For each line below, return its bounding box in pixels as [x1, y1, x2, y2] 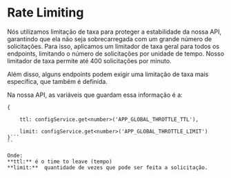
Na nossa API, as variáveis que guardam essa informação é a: [7, 91, 183, 99]
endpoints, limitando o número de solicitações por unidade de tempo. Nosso [7, 49, 225, 58]
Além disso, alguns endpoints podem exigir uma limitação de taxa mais [7, 70, 209, 78]
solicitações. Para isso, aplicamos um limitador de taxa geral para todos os [7, 42, 219, 50]
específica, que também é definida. [7, 77, 108, 85]
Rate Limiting [7, 5, 84, 21]
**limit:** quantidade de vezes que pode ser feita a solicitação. [7, 164, 208, 171]
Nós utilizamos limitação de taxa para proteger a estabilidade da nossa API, [7, 27, 222, 36]
